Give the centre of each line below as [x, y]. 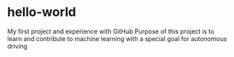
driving [17, 46]
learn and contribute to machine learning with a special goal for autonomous [117, 38]
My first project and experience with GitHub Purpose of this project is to [111, 31]
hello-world [42, 12]
